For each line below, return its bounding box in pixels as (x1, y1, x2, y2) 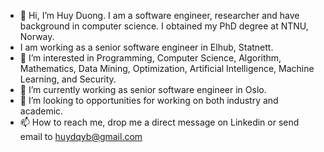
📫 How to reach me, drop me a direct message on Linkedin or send (19, 116, 300, 128)
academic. (19, 105, 64, 117)
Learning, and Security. (19, 73, 117, 85)
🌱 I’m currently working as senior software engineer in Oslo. (19, 84, 267, 95)
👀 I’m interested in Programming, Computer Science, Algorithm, (19, 52, 282, 64)
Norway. (19, 31, 55, 42)
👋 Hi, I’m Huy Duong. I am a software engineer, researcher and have (19, 10, 300, 21)
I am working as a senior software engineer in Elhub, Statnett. (19, 41, 274, 53)
